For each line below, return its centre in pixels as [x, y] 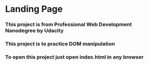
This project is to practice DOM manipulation [60, 44]
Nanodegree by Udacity [34, 31]
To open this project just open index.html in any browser [74, 57]
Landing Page [34, 9]
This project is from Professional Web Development [69, 25]
